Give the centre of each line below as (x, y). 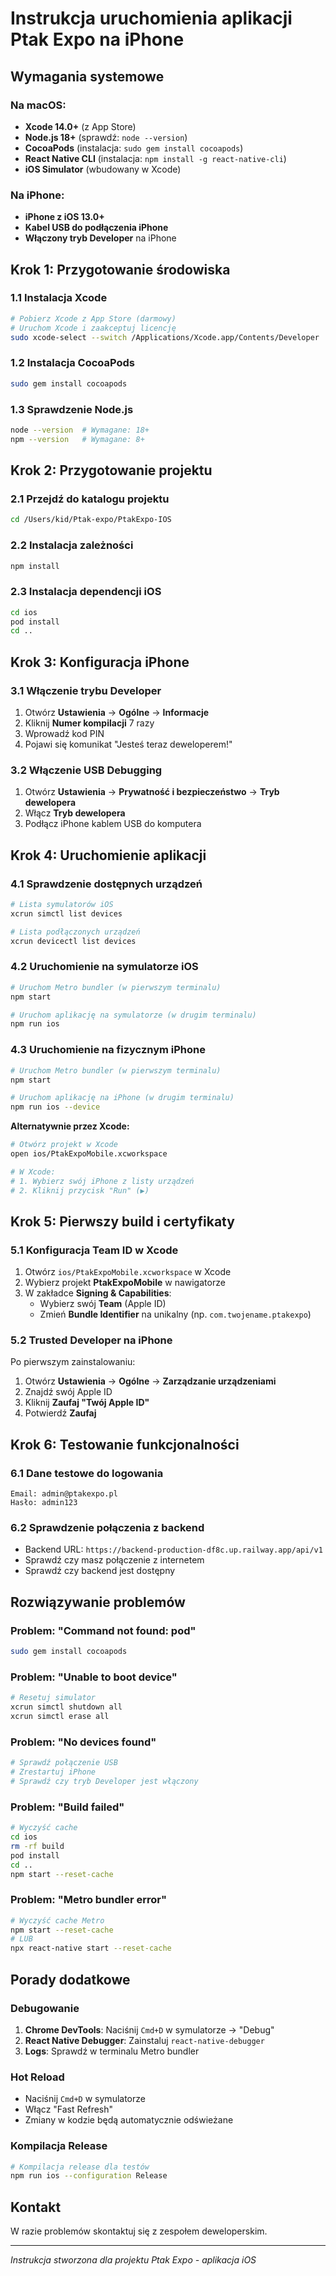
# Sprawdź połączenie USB (64, 1763)
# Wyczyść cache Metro (57, 1920)
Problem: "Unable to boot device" (94, 1677)
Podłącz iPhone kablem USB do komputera (113, 824)
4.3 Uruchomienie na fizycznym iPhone (108, 1050)
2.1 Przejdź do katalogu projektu (90, 499)
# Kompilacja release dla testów (80, 2167)
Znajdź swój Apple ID (68, 1392)
